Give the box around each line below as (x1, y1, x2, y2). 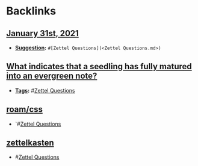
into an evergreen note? (6, 71, 97, 81)
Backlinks (6, 4, 57, 18)
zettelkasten (6, 138, 54, 148)
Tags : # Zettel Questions (14, 87, 75, 94)
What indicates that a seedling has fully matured (6, 61, 192, 72)
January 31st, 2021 (6, 28, 79, 38)
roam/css (6, 104, 43, 115)
